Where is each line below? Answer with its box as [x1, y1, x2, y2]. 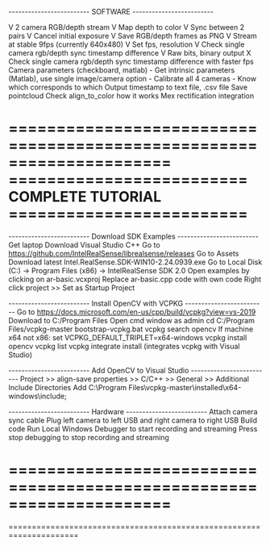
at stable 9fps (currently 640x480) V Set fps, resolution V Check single [8, 40, 245, 49]
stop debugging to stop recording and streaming [8, 432, 169, 442]
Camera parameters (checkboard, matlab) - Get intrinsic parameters [8, 65, 235, 75]
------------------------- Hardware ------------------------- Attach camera [8, 406, 258, 416]
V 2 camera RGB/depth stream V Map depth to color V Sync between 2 [8, 23, 245, 31]
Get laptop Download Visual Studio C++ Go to [8, 239, 160, 249]
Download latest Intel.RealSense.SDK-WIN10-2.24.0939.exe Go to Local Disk [8, 257, 263, 267]
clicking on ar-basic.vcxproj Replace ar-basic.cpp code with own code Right [8, 274, 262, 284]
